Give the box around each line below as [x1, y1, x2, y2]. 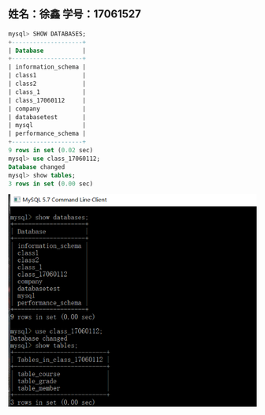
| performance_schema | [8, 129, 87, 138]
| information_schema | [8, 63, 87, 71]
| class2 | [8, 80, 87, 88]
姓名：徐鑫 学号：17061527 [8, 7, 142, 21]
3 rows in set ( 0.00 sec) [8, 180, 93, 188]
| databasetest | [8, 113, 87, 121]
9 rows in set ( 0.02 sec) [8, 147, 93, 155]
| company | [8, 105, 87, 113]
